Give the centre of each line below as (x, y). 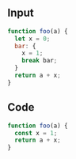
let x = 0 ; (32, 39)
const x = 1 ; (36, 133)
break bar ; (40, 61)
